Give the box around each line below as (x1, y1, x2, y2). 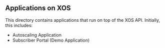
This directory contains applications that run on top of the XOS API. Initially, (5, 17, 160, 23)
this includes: (5, 22, 33, 28)
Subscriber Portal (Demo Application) (12, 37, 90, 43)
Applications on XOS (5, 4, 71, 12)
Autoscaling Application (12, 32, 61, 38)
